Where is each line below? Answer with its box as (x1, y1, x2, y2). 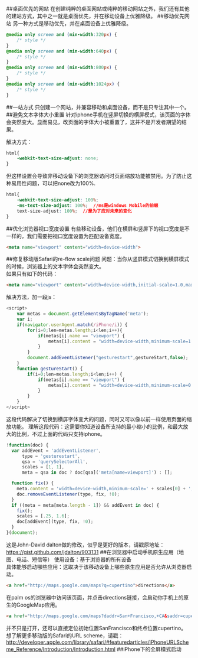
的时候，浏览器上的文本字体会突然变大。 (6, 263, 104, 270)
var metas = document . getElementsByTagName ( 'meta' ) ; (16, 311, 149, 317)
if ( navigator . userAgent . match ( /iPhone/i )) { (16, 321, 128, 328)
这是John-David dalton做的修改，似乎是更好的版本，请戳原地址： (6, 541, 165, 548)
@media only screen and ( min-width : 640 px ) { (6, 48, 117, 54)
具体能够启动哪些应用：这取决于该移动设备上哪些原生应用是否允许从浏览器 (6, 563, 187, 570)
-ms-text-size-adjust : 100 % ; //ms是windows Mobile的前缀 (16, 203, 159, 209)
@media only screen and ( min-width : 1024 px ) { (6, 81, 120, 87)
